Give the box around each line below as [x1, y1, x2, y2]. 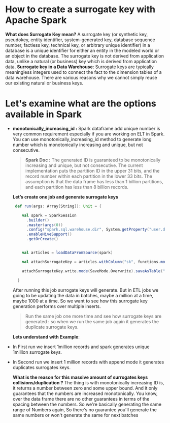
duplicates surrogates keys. [12, 364, 71, 370]
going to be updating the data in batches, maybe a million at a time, [12, 292, 154, 298]
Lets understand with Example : [12, 333, 80, 340]
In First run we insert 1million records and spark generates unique [12, 344, 150, 350]
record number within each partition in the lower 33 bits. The [25, 173, 152, 179]
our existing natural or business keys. [5, 80, 84, 86]
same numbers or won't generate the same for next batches [12, 412, 139, 418]
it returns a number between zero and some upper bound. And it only [12, 385, 158, 391]
